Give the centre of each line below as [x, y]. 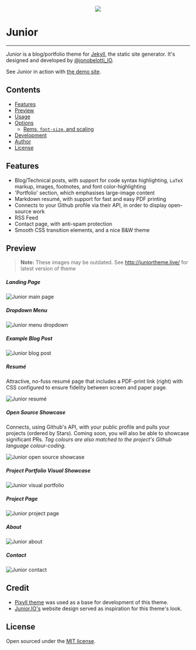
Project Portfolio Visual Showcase [48, 470]
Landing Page [23, 282]
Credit [17, 588]
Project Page [22, 498]
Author [23, 141]
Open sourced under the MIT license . [51, 641]
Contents [23, 90]
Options [24, 122]
